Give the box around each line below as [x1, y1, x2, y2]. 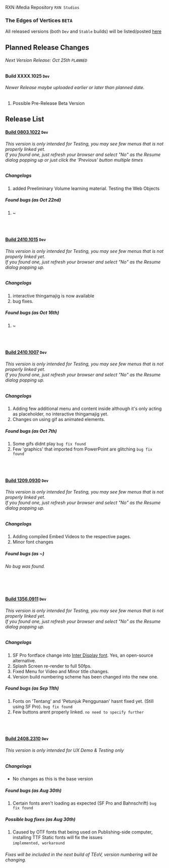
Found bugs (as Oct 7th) [5, 428, 57, 434]
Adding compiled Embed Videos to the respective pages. [12, 534, 131, 540]
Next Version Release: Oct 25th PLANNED [5, 57, 87, 63]
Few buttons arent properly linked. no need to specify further [12, 709, 144, 715]
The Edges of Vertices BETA [5, 17, 73, 24]
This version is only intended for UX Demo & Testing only [5, 747, 124, 753]
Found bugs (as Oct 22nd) [5, 197, 62, 203]
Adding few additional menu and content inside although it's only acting [12, 405, 162, 411]
